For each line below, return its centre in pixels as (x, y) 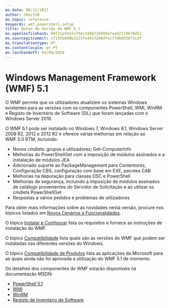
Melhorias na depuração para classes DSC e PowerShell (72, 176)
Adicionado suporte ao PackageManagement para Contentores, (79, 165)
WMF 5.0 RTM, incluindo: (32, 139)
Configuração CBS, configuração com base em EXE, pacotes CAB (82, 171)
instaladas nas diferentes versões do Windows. (55, 243)
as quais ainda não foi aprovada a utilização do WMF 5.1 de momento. (78, 259)
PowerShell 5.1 (28, 284)
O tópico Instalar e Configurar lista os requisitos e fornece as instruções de (84, 223)
